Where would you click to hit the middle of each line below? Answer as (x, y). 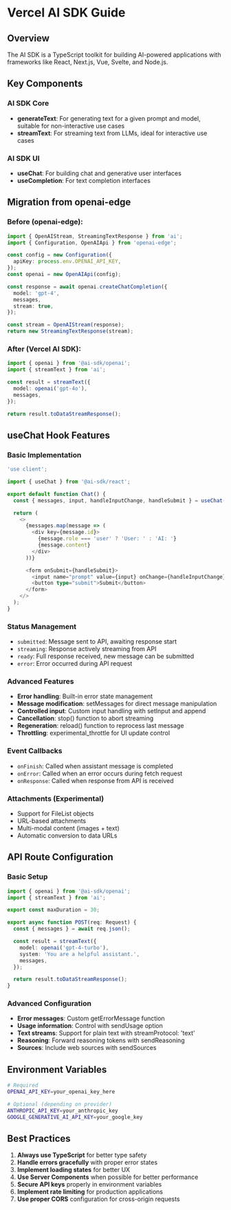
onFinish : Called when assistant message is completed (95, 766)
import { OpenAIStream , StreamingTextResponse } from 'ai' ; (95, 236)
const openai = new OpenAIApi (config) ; (64, 275)
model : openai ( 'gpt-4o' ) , (51, 388)
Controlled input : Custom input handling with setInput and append (111, 711)
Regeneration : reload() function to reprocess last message (100, 726)
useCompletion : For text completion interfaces (84, 180)
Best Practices (39, 1139)
